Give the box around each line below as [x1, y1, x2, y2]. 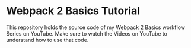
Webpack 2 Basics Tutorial [6, 4, 141, 18]
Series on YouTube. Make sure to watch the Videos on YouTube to [6, 30, 168, 37]
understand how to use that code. [6, 36, 89, 43]
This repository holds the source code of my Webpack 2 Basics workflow [6, 24, 186, 31]
